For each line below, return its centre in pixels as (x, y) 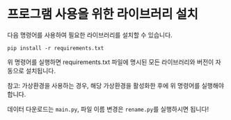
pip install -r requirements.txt (56, 48)
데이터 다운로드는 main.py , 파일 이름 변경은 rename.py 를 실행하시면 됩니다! (108, 109)
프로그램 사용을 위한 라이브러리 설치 (103, 14)
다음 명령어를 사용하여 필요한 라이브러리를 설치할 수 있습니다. (90, 35)
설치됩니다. (41, 70)
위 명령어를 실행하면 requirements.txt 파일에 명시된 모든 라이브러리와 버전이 (111, 62)
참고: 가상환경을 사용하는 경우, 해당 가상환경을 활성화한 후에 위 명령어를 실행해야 (116, 85)
